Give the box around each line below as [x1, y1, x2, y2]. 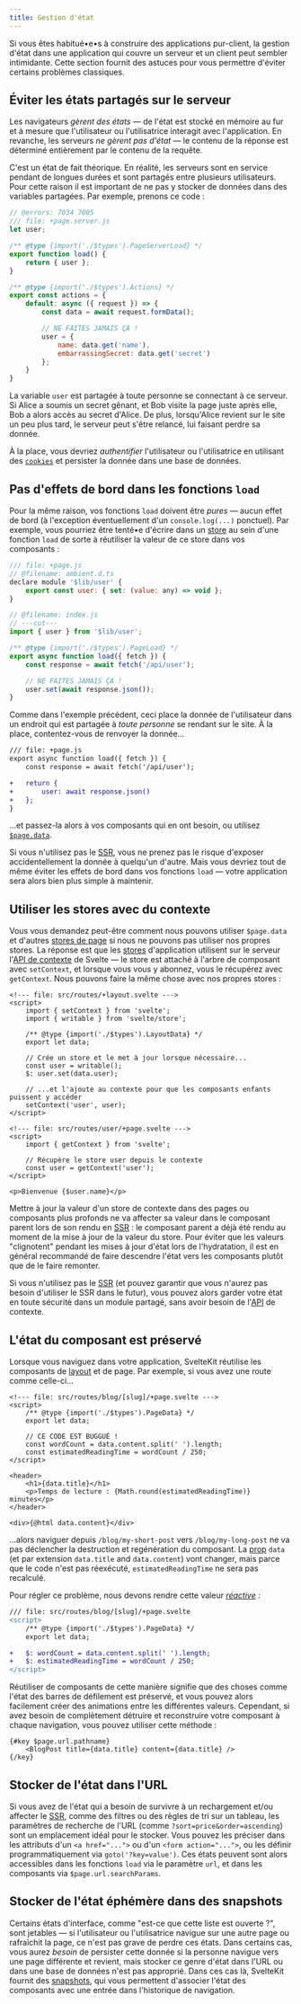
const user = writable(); [25, 1061, 123, 1070]
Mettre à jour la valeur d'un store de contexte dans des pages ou [9, 1203, 250, 1214]
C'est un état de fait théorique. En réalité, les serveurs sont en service [9, 163, 268, 173]
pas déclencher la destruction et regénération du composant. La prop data [9, 1544, 286, 1555]
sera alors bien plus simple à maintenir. [9, 875, 155, 886]
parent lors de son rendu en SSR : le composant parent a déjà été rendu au [9, 1222, 286, 1233]
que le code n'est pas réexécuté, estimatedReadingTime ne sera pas [9, 1563, 259, 1574]
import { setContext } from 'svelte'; [25, 1006, 171, 1015]
